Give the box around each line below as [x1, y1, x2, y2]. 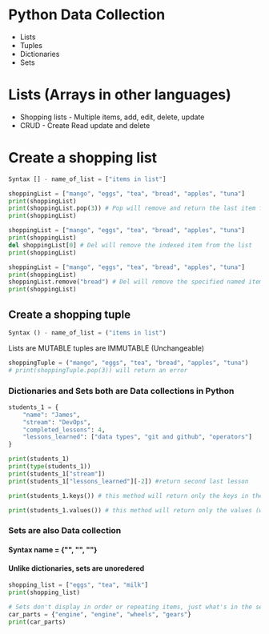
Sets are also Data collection [8, 525, 122, 536]
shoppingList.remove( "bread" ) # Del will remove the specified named [8, 278, 246, 286]
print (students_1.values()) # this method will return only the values [8, 506, 252, 514]
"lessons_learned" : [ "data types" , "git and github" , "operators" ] [22, 433, 252, 441]
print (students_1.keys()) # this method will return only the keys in [8, 492, 249, 500]
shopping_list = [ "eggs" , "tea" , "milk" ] [8, 581, 149, 589]
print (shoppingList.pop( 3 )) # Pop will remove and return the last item [8, 204, 256, 213]
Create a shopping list [8, 149, 158, 167]
